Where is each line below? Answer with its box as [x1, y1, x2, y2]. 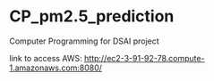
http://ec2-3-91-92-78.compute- [83, 53, 205, 63]
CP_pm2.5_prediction [9, 6, 175, 27]
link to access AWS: [9, 53, 82, 63]
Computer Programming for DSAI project [9, 36, 159, 46]
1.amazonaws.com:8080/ [9, 62, 103, 73]
